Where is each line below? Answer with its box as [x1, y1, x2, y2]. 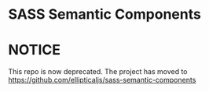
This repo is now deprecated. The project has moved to [8, 67, 188, 76]
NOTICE [8, 41, 61, 59]
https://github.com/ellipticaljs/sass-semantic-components [8, 76, 196, 85]
